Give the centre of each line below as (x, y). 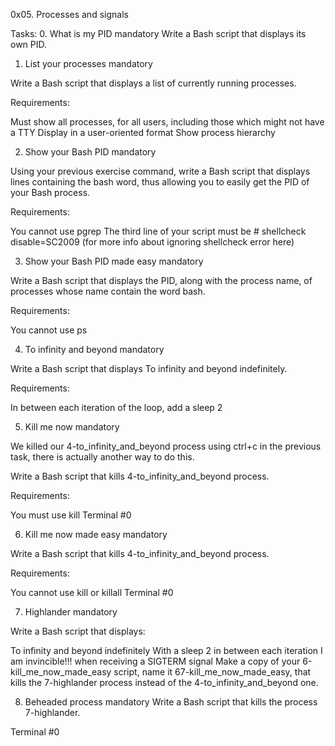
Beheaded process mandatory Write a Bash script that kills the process (171, 702)
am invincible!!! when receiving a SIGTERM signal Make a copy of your (155, 661)
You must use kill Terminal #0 (71, 515)
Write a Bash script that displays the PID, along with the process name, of (161, 280)
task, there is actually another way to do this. (102, 457)
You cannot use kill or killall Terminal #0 (92, 592)
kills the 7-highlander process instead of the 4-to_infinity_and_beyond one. (164, 682)
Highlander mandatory (71, 612)
